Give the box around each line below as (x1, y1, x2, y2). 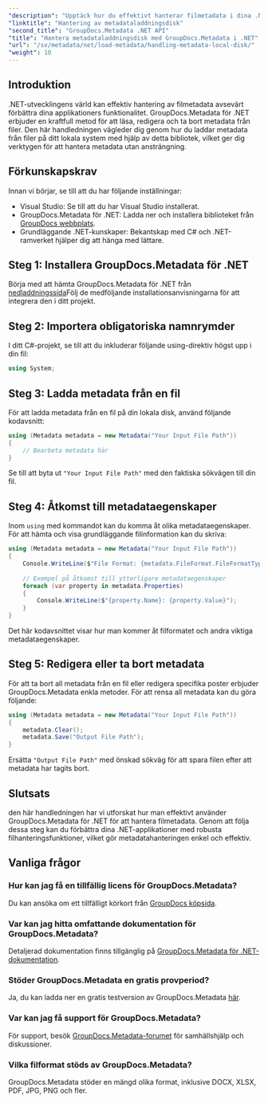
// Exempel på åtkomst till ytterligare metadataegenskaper (22, 575, 227, 583)
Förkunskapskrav (8, 165, 97, 179)
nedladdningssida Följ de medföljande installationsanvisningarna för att (8, 288, 240, 297)
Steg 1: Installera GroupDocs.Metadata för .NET (8, 258, 249, 272)
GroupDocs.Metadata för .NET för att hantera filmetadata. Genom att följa (8, 816, 250, 826)
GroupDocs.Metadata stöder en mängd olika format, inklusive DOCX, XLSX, (8, 1077, 257, 1086)
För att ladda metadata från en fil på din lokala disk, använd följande (8, 407, 231, 417)
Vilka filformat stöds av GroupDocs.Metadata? (8, 1059, 193, 1070)
